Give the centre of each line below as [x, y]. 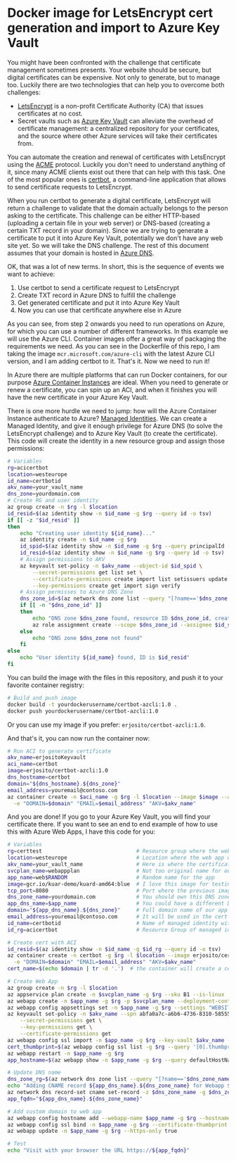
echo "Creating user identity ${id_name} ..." [88, 533]
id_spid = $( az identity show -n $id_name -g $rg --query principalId [122, 546]
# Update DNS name [34, 1073]
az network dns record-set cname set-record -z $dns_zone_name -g [106, 1093]
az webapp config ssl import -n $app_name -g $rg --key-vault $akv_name [116, 1040]
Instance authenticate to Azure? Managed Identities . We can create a [107, 418]
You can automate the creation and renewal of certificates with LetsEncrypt [117, 157]
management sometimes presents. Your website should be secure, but [110, 70]
